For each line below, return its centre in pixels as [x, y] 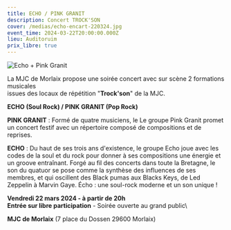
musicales [22, 86]
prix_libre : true [32, 46]
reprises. [20, 135]
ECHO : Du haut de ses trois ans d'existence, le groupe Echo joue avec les [113, 148]
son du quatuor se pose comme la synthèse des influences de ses [102, 170]
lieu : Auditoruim [32, 39]
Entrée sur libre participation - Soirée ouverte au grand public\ [97, 205]
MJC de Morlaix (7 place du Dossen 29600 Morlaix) [82, 219]
